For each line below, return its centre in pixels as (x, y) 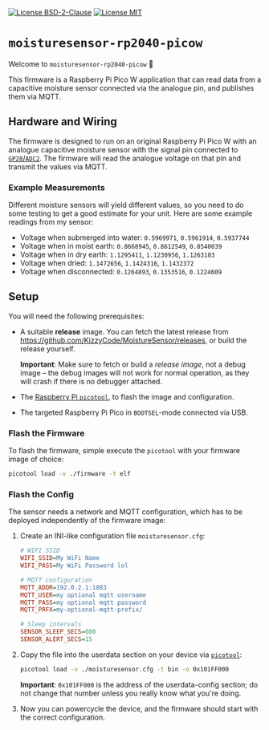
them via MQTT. (35, 96)
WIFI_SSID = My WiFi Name (60, 558)
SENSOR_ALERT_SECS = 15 (56, 639)
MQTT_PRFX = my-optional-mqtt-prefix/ (81, 610)
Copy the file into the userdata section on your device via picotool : (131, 655)
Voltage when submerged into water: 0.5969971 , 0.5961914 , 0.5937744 (134, 237)
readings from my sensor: (51, 222)
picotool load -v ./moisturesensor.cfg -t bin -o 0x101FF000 (124, 669)
